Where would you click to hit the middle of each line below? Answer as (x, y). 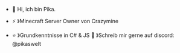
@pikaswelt (26, 44)
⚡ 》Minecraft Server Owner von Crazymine (65, 21)
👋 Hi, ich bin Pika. (34, 9)
